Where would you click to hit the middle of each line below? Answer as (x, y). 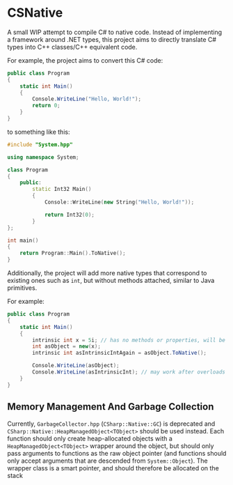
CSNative (35, 13)
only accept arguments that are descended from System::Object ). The (107, 461)
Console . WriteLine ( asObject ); (76, 366)
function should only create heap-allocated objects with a (90, 438)
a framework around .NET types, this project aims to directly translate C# (112, 39)
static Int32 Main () (62, 190)
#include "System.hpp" (40, 144)
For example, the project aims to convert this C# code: (85, 60)
